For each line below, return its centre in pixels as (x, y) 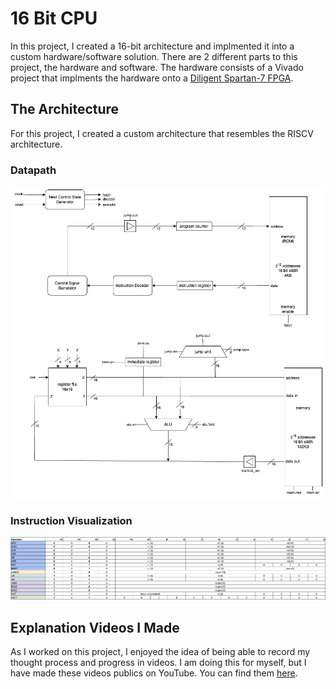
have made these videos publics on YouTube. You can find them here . (154, 673)
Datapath (33, 170)
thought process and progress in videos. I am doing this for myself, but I (158, 662)
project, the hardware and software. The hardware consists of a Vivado (157, 67)
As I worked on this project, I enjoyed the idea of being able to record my (160, 651)
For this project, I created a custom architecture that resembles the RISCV (162, 133)
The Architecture (65, 109)
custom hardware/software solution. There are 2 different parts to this (154, 56)
